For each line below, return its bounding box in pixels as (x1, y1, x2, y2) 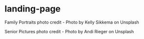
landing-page (4, 3, 61, 14)
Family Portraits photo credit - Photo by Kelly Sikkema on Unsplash (4, 19, 140, 25)
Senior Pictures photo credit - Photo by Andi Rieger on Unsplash (4, 28, 134, 34)
